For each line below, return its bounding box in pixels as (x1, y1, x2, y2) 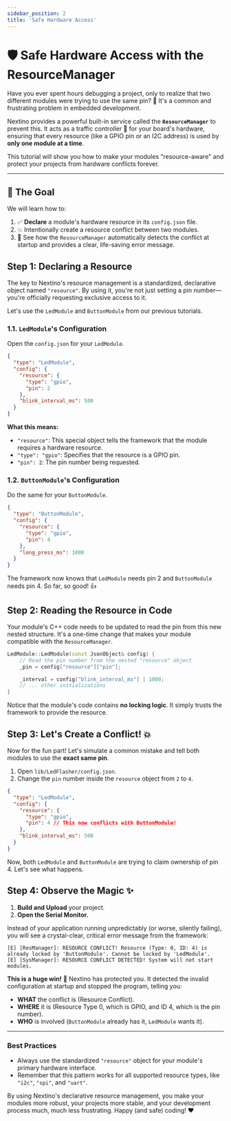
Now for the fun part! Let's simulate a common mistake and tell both (7, 747, 200, 755)
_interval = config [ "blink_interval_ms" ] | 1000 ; (19, 675, 165, 683)
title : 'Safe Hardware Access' (7, 17, 97, 23)
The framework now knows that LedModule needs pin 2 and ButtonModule (7, 574, 212, 583)
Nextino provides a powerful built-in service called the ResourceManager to (7, 118, 217, 126)
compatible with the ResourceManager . (7, 637, 113, 645)
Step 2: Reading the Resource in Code (7, 605, 173, 616)
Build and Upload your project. (16, 903, 105, 911)
